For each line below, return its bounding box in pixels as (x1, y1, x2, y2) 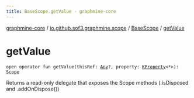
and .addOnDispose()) (6, 85, 60, 92)
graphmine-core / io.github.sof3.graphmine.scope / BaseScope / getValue (6, 24, 185, 31)
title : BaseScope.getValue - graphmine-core (6, 8, 116, 14)
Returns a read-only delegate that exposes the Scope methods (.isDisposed (6, 79, 189, 86)
